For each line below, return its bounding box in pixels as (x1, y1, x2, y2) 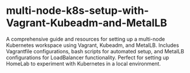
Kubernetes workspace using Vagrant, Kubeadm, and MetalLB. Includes (6, 42, 179, 49)
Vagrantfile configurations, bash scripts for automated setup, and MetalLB (6, 48, 185, 54)
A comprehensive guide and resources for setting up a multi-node (6, 35, 165, 42)
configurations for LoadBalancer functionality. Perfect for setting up (6, 54, 170, 61)
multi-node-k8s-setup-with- (6, 4, 149, 17)
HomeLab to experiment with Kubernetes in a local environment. (6, 60, 161, 67)
